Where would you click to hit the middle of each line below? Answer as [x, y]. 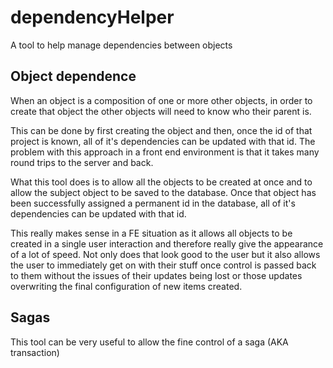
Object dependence [73, 76]
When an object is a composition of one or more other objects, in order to [161, 100]
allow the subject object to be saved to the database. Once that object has [163, 192]
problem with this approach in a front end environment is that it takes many [165, 152]
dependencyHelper [92, 17]
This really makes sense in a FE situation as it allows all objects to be [151, 233]
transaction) [35, 352]
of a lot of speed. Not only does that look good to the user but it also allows [165, 254]
